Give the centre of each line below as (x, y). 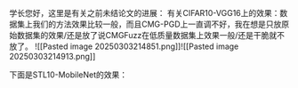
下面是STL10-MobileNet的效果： (68, 75)
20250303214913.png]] (52, 56)
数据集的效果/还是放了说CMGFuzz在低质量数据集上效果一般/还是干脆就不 (150, 35)
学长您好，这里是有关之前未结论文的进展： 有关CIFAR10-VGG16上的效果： (145, 13)
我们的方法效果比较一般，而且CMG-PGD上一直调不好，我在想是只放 (157, 24)
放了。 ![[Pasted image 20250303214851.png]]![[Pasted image (124, 46)
